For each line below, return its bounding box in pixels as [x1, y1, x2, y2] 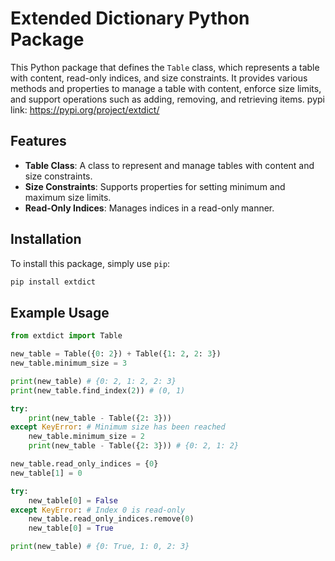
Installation [10, 231, 82, 248]
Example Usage [10, 304, 110, 321]
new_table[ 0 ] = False [28, 495, 118, 506]
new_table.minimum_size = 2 [28, 432, 145, 442]
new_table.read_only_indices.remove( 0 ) [28, 514, 195, 524]
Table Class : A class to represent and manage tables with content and [24, 159, 315, 171]
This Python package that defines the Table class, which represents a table [10, 61, 320, 73]
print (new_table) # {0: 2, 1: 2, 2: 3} [10, 376, 177, 386]
